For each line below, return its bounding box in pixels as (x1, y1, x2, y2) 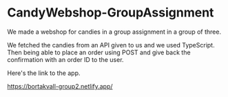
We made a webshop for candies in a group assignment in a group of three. (7, 28, 222, 36)
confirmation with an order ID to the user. (7, 55, 124, 63)
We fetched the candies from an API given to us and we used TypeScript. (7, 41, 215, 49)
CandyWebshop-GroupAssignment (7, 5, 214, 21)
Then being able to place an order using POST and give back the (7, 48, 191, 56)
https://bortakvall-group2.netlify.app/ (7, 82, 113, 90)
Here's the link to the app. (7, 69, 81, 77)
